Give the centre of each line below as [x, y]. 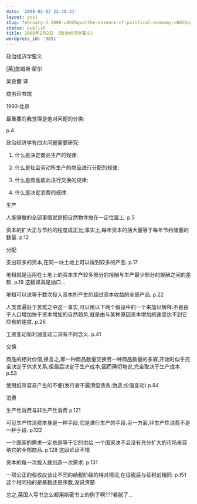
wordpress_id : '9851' [33, 39]
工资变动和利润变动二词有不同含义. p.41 [54, 334]
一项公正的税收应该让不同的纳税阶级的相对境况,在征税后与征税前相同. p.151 [96, 475]
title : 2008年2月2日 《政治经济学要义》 [51, 33]
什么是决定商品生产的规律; [46, 155]
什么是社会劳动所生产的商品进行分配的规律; [67, 167]
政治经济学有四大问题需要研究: [43, 142]
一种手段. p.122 [24, 430]
